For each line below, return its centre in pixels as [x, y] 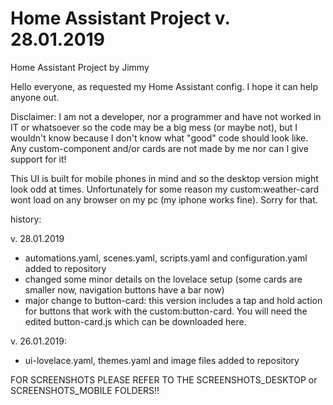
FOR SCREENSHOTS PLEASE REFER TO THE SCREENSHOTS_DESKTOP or [164, 379]
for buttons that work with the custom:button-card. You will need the [166, 311]
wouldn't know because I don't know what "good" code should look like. [159, 138]
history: [26, 219]
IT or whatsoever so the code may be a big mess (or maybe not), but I [154, 127]
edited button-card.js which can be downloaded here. [135, 321]
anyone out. [35, 97]
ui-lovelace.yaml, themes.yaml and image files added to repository [162, 360]
